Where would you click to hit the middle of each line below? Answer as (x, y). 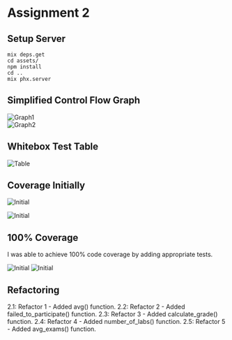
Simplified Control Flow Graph (74, 100)
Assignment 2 (48, 13)
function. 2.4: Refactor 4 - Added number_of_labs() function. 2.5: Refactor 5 (116, 322)
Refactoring (33, 290)
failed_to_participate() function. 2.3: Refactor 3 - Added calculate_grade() (113, 314)
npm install (24, 67)
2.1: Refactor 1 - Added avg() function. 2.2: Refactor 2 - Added (96, 307)
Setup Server (37, 39)
